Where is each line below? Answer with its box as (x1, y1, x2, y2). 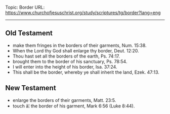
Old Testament (5, 29, 53, 37)
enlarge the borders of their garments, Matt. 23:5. (12, 97, 116, 103)
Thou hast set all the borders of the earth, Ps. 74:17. (12, 53, 120, 59)
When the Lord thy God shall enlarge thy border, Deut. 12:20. (12, 47, 139, 53)
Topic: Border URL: (5, 5, 45, 10)
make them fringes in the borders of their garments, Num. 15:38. (12, 42, 147, 48)
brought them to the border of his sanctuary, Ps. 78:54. (12, 58, 127, 65)
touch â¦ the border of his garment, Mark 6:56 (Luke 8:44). (12, 103, 135, 109)
